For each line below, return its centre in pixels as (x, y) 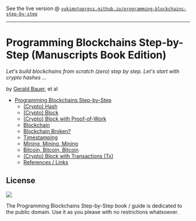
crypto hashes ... (26, 77)
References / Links (46, 162)
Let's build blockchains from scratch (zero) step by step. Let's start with (93, 71)
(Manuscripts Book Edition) (99, 55)
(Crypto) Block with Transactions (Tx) (68, 156)
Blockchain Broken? (47, 131)
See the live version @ (33, 8)
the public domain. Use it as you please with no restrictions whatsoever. (92, 212)
